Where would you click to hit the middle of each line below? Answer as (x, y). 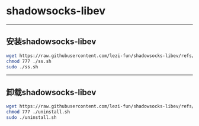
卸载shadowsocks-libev (51, 92)
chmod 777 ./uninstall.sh (38, 112)
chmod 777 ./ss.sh (29, 61)
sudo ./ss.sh (22, 67)
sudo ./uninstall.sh (32, 117)
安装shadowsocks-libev (51, 42)
